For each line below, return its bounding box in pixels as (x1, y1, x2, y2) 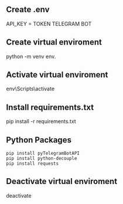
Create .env (6, 5, 50, 15)
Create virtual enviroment (6, 38, 102, 47)
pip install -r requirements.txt (6, 118, 76, 125)
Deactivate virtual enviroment (6, 176, 118, 186)
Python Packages (6, 135, 72, 145)
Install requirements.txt (6, 102, 94, 112)
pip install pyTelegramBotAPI (6, 151, 80, 157)
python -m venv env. (6, 53, 56, 60)
